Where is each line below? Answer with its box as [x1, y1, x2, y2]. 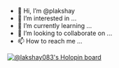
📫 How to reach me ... [17, 37, 83, 45]
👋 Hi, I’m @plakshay [17, 7, 76, 15]
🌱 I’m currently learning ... [17, 22, 92, 29]
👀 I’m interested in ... [17, 14, 77, 22]
